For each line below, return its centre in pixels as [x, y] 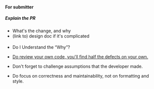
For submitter [19, 7]
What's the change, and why [41, 31]
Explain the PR [20, 18]
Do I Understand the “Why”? [41, 47]
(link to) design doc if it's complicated [51, 36]
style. [18, 81]
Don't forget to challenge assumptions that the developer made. [77, 66]
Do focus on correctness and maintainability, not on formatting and [81, 76]
